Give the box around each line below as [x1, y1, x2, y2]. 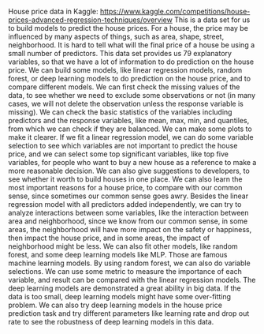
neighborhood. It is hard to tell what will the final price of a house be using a [8, 40, 255, 50]
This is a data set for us [174, 15, 251, 24]
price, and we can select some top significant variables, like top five [8, 149, 229, 159]
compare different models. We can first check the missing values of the [8, 82, 240, 92]
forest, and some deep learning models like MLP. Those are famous [8, 250, 228, 259]
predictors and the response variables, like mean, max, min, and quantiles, [8, 116, 250, 125]
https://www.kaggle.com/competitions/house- [99, 7, 251, 16]
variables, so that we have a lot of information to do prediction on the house [8, 57, 255, 66]
